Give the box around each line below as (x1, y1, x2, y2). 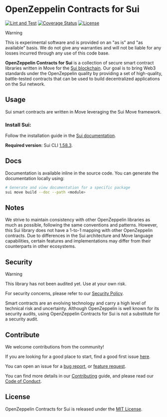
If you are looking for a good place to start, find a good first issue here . (5, 353, 151, 359)
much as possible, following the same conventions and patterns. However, (5, 222, 158, 228)
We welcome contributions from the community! (5, 344, 104, 350)
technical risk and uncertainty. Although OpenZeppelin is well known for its (5, 305, 160, 311)
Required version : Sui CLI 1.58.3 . (5, 142, 73, 148)
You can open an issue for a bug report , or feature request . (5, 363, 126, 369)
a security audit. (5, 316, 38, 322)
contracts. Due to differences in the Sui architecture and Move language (5, 232, 154, 238)
